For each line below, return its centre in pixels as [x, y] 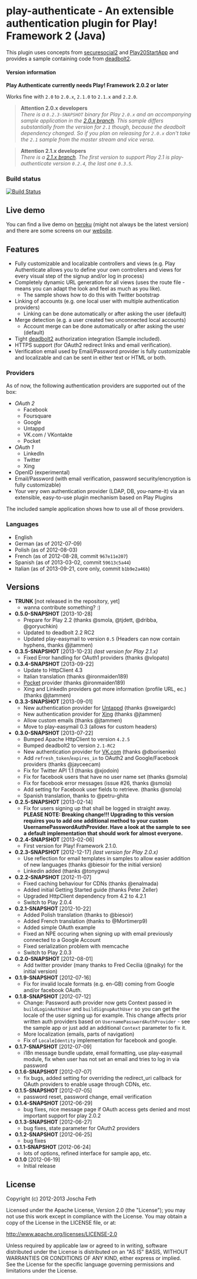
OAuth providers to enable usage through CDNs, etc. [87, 1084]
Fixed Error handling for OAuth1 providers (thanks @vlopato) [96, 658]
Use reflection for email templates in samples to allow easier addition [107, 859]
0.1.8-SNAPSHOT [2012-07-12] [53, 997]
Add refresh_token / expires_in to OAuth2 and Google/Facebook [101, 758]
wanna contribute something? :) [62, 608]
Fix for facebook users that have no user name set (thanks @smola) [106, 777]
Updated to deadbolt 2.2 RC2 [59, 632]
